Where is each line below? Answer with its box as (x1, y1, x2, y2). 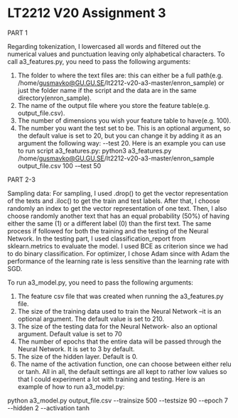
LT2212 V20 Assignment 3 (7, 5, 166, 21)
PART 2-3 (7, 175, 36, 184)
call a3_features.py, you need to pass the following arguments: (7, 57, 190, 65)
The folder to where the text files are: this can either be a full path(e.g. (17, 71, 224, 79)
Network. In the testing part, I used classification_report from (7, 234, 186, 243)
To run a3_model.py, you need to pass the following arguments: (7, 278, 194, 287)
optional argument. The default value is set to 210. (17, 314, 165, 323)
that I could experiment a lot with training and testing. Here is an (17, 375, 205, 383)
